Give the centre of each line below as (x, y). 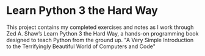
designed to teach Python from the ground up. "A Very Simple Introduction (100, 40)
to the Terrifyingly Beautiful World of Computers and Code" (81, 46)
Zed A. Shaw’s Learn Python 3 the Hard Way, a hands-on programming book (103, 33)
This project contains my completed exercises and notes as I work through (100, 27)
